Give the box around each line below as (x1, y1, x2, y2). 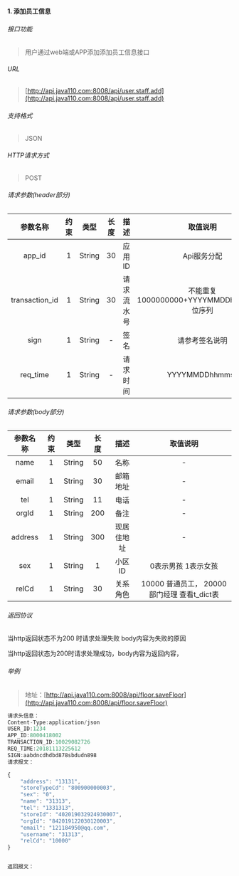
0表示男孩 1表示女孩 (149, 561, 218, 571)
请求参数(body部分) (7, 407, 65, 416)
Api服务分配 (182, 251, 223, 261)
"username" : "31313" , (20, 830, 84, 838)
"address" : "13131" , (20, 778, 81, 785)
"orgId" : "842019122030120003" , (20, 818, 116, 825)
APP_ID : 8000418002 (7, 732, 62, 739)
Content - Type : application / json (7, 719, 100, 726)
